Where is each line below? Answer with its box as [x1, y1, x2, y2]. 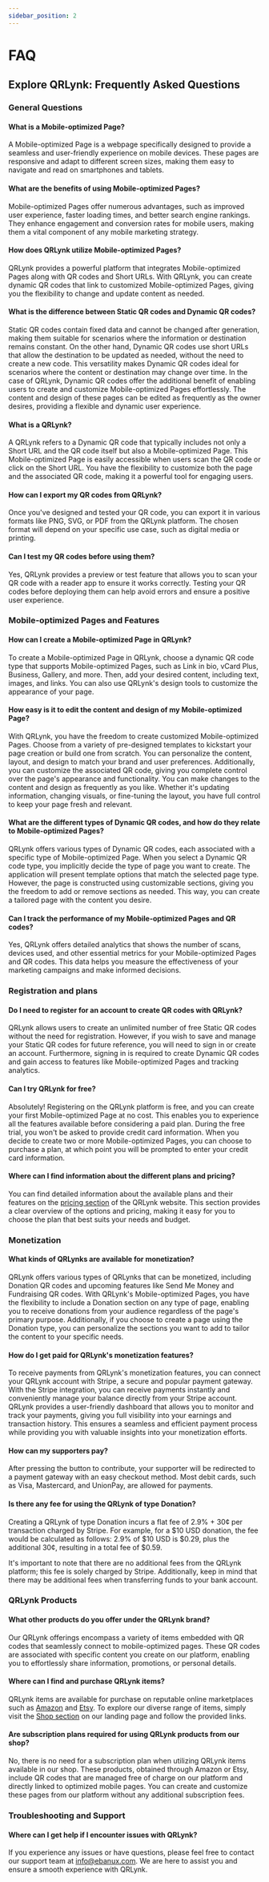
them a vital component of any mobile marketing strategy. [8, 227, 199, 236]
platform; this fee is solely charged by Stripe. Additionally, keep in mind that [8, 1566, 258, 1576]
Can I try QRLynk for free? [8, 1084, 96, 1094]
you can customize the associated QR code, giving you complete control [8, 765, 247, 775]
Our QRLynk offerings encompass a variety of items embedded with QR [8, 1632, 244, 1642]
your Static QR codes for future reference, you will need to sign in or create [8, 1040, 256, 1050]
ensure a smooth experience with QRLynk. [8, 1864, 148, 1875]
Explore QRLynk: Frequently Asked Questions [8, 78, 240, 92]
